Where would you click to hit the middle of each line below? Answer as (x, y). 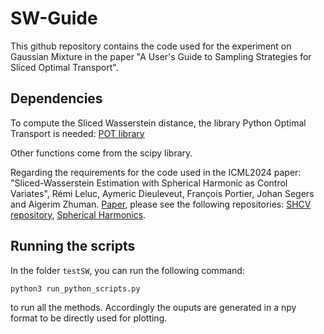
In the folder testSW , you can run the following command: (127, 270)
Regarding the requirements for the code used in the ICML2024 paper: (156, 172)
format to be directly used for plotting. (89, 318)
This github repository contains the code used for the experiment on (151, 46)
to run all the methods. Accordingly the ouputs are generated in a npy (153, 308)
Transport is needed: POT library (77, 133)
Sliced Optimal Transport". (64, 67)
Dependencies (56, 98)
